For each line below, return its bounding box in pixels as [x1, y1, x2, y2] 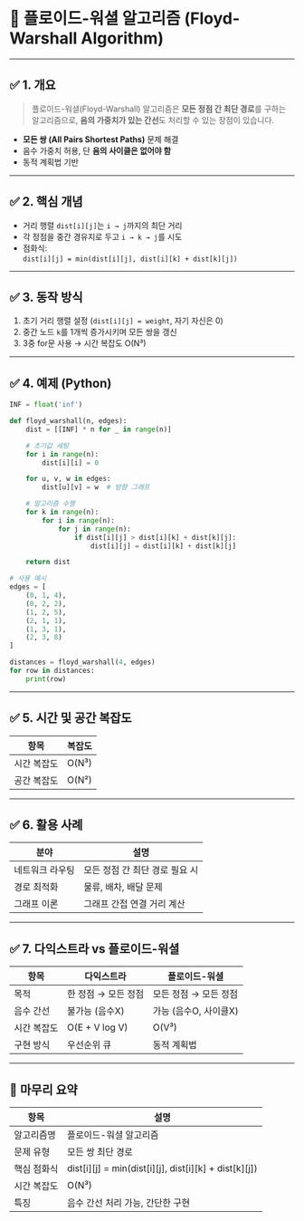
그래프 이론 [14, 898, 59, 910]
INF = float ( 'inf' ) [9, 400, 83, 409]
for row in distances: [9, 667, 95, 676]
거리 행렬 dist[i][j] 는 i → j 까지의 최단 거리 [22, 219, 183, 231]
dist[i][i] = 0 [42, 458, 100, 467]
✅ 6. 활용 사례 [9, 817, 83, 833]
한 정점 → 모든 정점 [66, 988, 145, 1001]
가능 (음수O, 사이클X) [152, 1005, 239, 1017]
